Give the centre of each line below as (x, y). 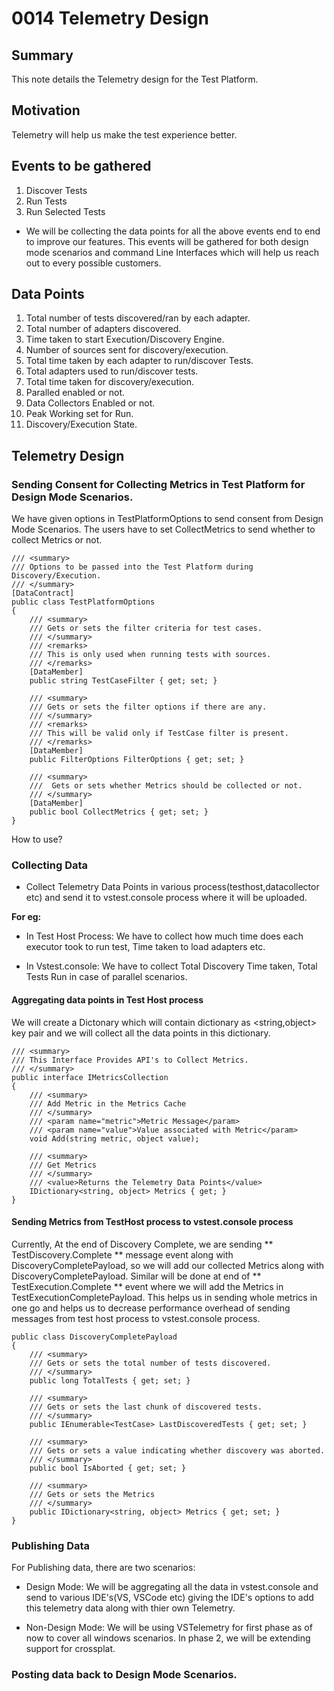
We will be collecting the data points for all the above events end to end (173, 231)
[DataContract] (43, 593)
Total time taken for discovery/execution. (110, 382)
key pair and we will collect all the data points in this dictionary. (141, 1033)
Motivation (46, 110)
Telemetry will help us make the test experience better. (124, 134)
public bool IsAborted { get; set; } (108, 1468)
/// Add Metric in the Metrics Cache (108, 1103)
